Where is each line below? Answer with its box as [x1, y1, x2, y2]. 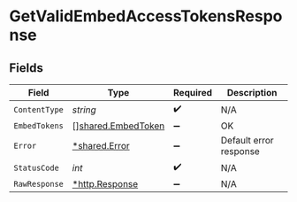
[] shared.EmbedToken [72, 120, 165, 132]
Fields [9, 60, 44, 75]
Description [226, 87, 278, 98]
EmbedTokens [13, 121, 65, 130]
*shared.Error [72, 140, 130, 151]
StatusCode [13, 162, 59, 173]
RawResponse [13, 179, 65, 189]
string [72, 104, 97, 116]
